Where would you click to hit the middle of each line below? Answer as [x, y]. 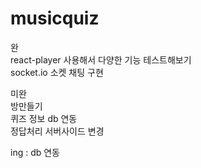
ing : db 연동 [35, 152]
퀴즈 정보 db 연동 [44, 118]
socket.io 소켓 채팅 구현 [57, 72]
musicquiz [55, 18]
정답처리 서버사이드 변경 [57, 131]
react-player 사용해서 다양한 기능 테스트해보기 [101, 59]
